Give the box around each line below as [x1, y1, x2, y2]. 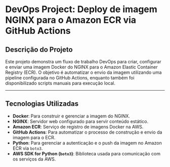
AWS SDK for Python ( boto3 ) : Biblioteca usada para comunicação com [12, 150, 161, 156]
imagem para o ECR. [12, 134, 56, 140]
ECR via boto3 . [12, 145, 43, 151]
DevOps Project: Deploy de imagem [5, 4, 158, 15]
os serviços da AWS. [12, 156, 56, 162]
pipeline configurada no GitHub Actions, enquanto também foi [5, 75, 135, 80]
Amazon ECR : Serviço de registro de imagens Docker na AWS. [12, 123, 144, 130]
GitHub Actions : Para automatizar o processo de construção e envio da [12, 129, 162, 135]
